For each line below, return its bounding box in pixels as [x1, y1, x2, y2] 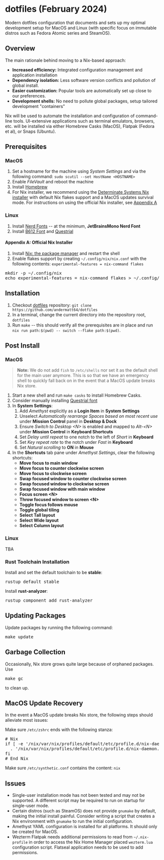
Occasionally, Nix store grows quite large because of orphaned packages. [5, 661, 154, 667]
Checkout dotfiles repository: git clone [12, 302, 92, 308]
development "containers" [12, 103, 65, 109]
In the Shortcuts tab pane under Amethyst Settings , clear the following [12, 450, 155, 455]
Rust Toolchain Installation [5, 558, 70, 565]
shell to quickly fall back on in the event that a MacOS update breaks [17, 378, 155, 383]
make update [5, 634, 34, 639]
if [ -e [5, 741, 23, 747]
